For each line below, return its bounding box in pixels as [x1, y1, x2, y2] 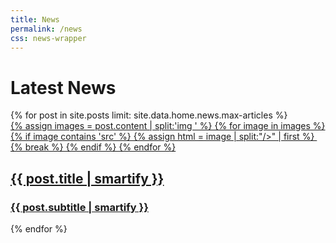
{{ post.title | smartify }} [10, 170, 165, 187]
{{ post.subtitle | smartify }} [10, 200, 149, 214]
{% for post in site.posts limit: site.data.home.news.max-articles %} [10, 109, 288, 121]
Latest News [10, 76, 117, 99]
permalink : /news [10, 24, 83, 34]
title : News [10, 14, 60, 25]
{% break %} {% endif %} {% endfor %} [10, 141, 177, 153]
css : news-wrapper [10, 33, 87, 43]
